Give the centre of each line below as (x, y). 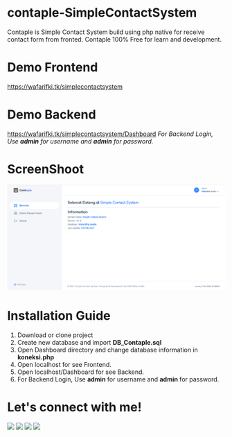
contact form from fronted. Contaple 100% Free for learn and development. (115, 39)
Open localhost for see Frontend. (64, 364)
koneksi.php (36, 357)
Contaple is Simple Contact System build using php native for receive (106, 32)
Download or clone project (55, 335)
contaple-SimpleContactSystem (102, 13)
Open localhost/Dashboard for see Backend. (80, 372)
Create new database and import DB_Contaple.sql (89, 342)
